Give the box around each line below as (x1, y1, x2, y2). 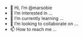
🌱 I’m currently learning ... (10, 15, 64, 21)
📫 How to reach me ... (10, 26, 57, 32)
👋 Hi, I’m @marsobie (10, 5, 52, 10)
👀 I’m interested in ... (10, 10, 53, 16)
